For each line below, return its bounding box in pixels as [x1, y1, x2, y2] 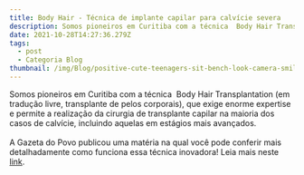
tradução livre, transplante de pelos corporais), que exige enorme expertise [9, 98, 291, 109]
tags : [9, 38, 30, 48]
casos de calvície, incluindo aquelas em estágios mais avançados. [9, 117, 257, 128]
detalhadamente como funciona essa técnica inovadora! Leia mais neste [9, 146, 280, 157]
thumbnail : [9, 64, 51, 73]
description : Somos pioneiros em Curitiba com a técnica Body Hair [9, 22, 273, 31]
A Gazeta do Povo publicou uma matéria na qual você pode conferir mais [9, 137, 282, 148]
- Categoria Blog [17, 55, 83, 64]
